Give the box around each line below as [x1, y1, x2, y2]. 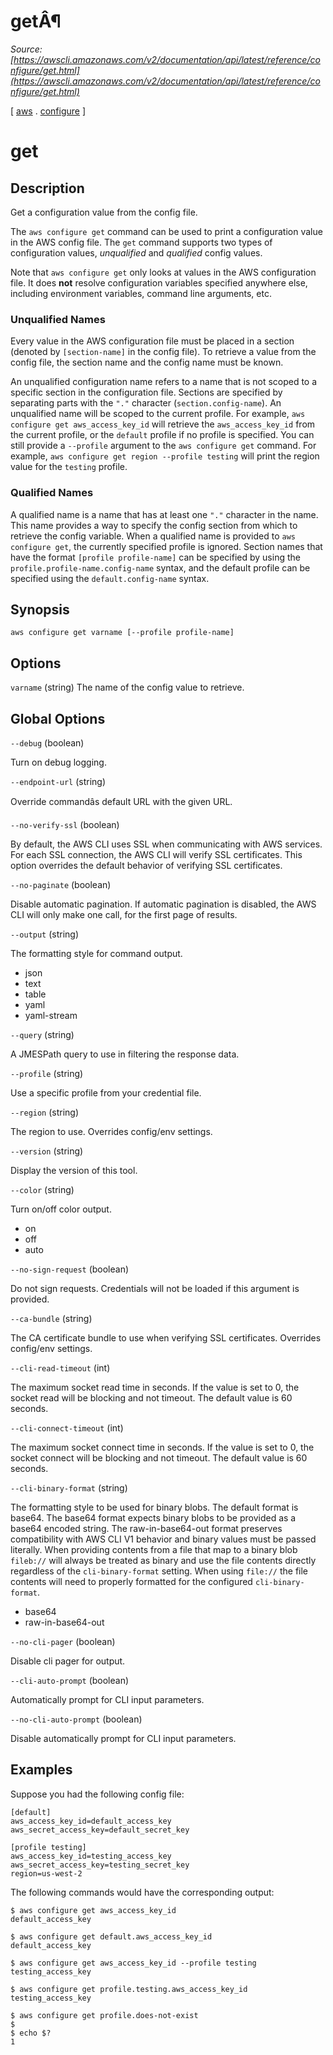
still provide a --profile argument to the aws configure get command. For [10, 440, 317, 452]
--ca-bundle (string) [10, 1312, 93, 1324]
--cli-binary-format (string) [10, 1481, 128, 1494]
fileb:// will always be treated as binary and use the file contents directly [10, 1554, 317, 1566]
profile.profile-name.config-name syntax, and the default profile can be [10, 561, 311, 574]
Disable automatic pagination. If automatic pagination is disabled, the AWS [10, 898, 317, 910]
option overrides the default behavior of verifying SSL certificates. [10, 859, 283, 871]
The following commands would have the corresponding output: [10, 1886, 275, 1898]
